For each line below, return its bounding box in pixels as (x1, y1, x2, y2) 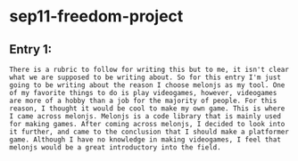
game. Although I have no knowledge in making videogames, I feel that (9, 135, 281, 144)
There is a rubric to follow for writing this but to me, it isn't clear (9, 65, 290, 74)
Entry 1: (9, 42, 53, 57)
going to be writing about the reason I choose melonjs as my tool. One (9, 81, 286, 90)
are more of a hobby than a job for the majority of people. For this (9, 96, 277, 105)
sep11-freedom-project (9, 6, 184, 27)
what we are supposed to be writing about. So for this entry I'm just (9, 73, 281, 82)
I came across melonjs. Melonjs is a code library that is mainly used (9, 112, 281, 121)
